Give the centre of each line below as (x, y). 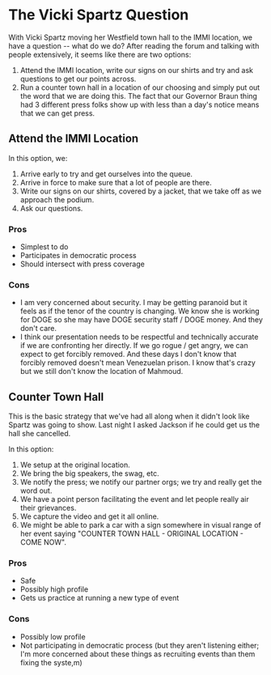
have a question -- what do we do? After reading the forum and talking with (134, 45)
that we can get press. (57, 113)
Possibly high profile (54, 589)
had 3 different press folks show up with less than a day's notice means (140, 104)
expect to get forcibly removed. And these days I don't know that (128, 354)
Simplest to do (44, 247)
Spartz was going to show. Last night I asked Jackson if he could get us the (134, 425)
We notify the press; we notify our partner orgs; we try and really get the (141, 482)
